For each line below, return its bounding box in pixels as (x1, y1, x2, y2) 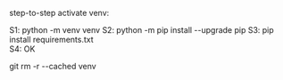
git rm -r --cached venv (9, 61, 96, 71)
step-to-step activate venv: (9, 8, 110, 18)
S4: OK (9, 44, 36, 54)
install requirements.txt (9, 35, 94, 44)
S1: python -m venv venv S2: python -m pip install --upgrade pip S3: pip (9, 25, 274, 35)
